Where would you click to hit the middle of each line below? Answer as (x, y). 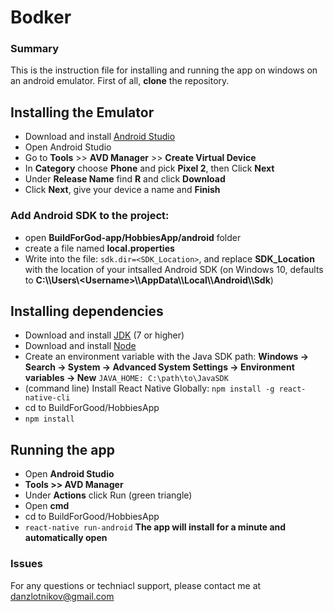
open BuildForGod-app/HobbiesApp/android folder (133, 237)
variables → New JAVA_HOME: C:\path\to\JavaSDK (126, 378)
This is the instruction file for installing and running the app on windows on (164, 70)
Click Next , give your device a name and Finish (122, 190)
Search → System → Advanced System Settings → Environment (159, 367)
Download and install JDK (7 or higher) (104, 335)
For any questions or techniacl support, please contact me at (136, 585)
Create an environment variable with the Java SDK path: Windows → (166, 357)
